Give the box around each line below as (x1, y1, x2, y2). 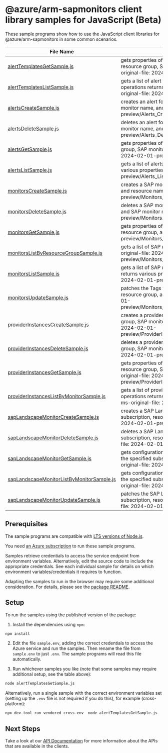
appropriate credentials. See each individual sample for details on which (5, 563, 154, 569)
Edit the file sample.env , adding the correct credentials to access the (12, 640, 153, 646)
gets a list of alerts (120, 160, 164, 167)
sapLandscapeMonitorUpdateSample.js (7, 496, 101, 503)
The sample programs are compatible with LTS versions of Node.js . (5, 533, 144, 539)
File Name (49, 48, 74, 55)
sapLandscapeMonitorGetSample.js (7, 455, 91, 462)
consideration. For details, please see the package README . (5, 584, 130, 590)
